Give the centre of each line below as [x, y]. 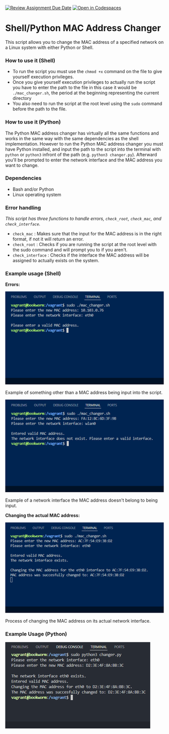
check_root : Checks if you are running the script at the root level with [84, 244]
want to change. [22, 165]
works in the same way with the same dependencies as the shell [72, 138]
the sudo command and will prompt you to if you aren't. [70, 250]
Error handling [23, 208]
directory [22, 98]
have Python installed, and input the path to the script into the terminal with [83, 149]
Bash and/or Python [33, 189]
